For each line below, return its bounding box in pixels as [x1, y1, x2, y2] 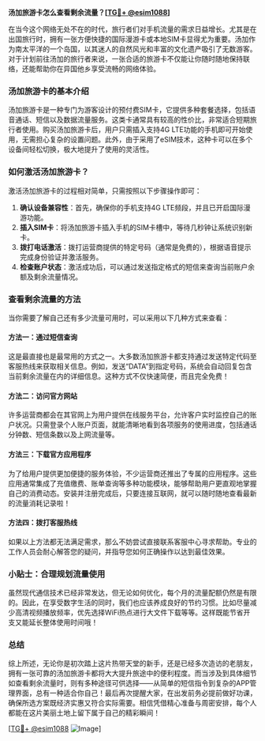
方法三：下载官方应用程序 [8, 449, 91, 459]
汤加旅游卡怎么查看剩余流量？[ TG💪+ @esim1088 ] [8, 8, 171, 17]
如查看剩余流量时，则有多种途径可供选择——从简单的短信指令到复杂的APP [8, 679, 250, 688]
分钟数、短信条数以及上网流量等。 [8, 430, 119, 440]
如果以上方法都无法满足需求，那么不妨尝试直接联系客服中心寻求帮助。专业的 [8, 537, 257, 546]
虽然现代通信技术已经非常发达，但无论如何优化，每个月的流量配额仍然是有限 [8, 588, 257, 597]
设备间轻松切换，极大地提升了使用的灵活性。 [8, 145, 154, 154]
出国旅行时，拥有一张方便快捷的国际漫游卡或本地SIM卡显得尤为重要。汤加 [8, 35, 249, 43]
